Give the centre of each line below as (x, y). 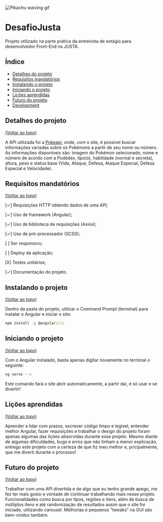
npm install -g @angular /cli (35, 323)
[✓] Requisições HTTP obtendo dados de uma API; (56, 205)
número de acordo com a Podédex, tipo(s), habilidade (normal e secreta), (79, 158)
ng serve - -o (18, 374)
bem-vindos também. (27, 515)
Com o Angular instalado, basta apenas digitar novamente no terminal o (78, 360)
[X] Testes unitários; (26, 262)
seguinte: (14, 365)
